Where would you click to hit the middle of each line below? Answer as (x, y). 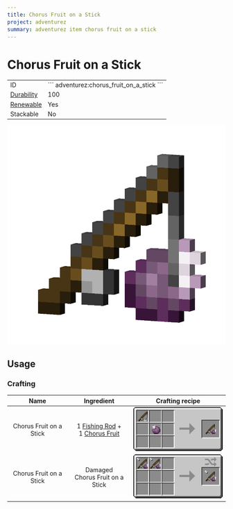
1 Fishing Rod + (99, 426)
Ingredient (99, 401)
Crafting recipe (178, 401)
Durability (24, 94)
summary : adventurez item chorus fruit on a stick (82, 29)
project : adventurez (37, 22)
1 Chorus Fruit (99, 433)
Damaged (99, 469)
